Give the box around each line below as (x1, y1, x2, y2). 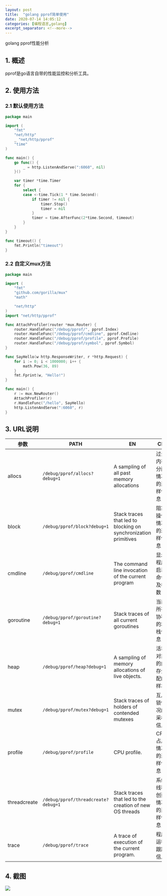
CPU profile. (113, 749, 142, 756)
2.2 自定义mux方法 (5, 260, 51, 267)
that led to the (113, 796, 146, 803)
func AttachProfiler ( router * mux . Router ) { (5, 322, 97, 327)
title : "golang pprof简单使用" (5, 12, 70, 17)
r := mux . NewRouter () (14, 391, 59, 397)
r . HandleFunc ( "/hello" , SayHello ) (14, 400, 85, 406)
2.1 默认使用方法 (5, 103, 44, 110)
